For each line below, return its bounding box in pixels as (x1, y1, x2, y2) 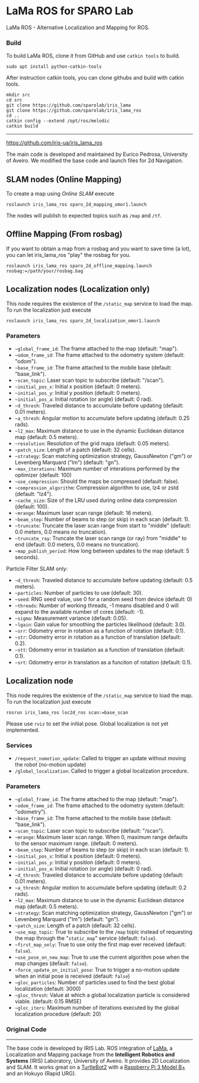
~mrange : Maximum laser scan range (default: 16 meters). (14, 509, 153, 516)
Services (6, 741, 33, 749)
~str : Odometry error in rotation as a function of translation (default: (14, 633, 181, 641)
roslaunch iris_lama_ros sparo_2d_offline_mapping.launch (6, 263, 152, 269)
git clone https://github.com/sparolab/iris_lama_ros (6, 108, 142, 114)
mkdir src (6, 92, 31, 98)
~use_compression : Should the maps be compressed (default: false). (14, 478, 179, 485)
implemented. (6, 726, 40, 733)
